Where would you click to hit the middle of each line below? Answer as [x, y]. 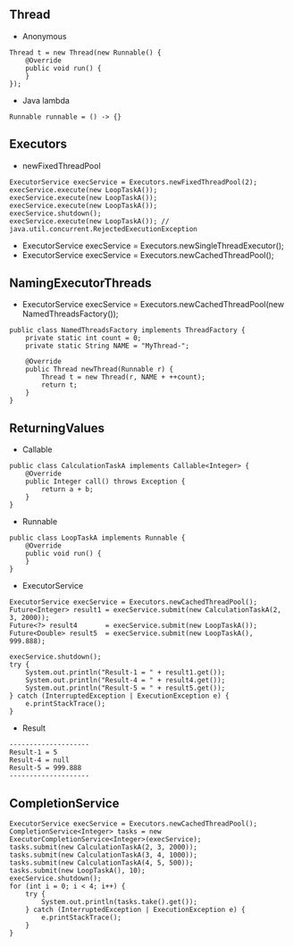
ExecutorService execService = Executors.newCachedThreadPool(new [153, 305]
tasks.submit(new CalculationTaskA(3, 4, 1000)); [104, 855]
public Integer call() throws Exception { [105, 481]
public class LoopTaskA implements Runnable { [97, 538]
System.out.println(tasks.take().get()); [120, 902]
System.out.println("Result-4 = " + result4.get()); [126, 681]
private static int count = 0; [84, 339]
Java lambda [46, 100]
